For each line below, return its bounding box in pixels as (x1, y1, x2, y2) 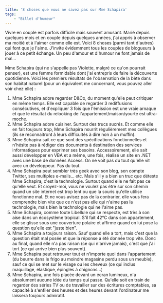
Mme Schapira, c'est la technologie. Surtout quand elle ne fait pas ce (12, 178, 151, 184)
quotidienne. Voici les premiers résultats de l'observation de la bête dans (5, 75, 151, 81)
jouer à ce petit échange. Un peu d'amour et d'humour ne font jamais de (5, 50, 150, 56)
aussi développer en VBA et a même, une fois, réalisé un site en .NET (12, 152, 151, 158)
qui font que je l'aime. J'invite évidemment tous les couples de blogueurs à (5, 45, 155, 51)
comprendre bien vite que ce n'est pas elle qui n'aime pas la (12, 199, 133, 205)
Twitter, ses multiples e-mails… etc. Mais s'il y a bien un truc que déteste (12, 173, 158, 179)
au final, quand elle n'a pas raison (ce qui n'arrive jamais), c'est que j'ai (12, 240, 155, 247)
